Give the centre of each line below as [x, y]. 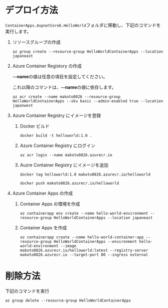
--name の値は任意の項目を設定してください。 [60, 76]
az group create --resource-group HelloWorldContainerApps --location [88, 51]
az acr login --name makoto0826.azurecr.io [66, 155]
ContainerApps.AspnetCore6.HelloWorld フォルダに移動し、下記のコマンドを [83, 25]
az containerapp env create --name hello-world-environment [84, 213]
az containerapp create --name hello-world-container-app [82, 237]
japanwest [23, 105]
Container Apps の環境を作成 [50, 204]
